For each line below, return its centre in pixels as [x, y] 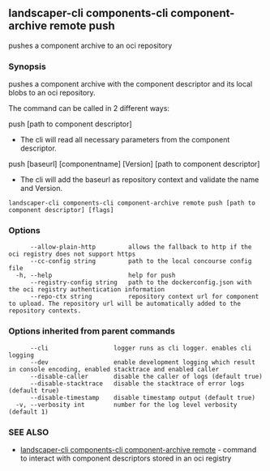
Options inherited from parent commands [92, 331]
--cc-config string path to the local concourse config [141, 261]
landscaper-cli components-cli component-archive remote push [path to [132, 203]
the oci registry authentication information [86, 290]
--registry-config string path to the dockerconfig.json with [141, 282]
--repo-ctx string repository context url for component [144, 297]
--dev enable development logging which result [142, 362]
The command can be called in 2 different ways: [89, 108]
